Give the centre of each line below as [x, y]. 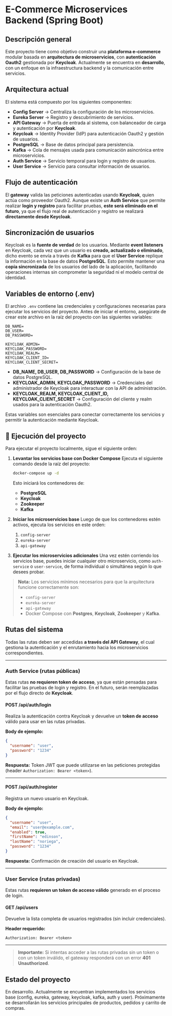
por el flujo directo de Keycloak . [39, 693]
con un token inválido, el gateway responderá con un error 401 [84, 958]
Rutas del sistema [34, 630]
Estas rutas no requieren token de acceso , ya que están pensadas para [81, 682]
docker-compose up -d [36, 473]
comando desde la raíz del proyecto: [51, 464]
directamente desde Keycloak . [38, 216]
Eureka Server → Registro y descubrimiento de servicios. [73, 117]
